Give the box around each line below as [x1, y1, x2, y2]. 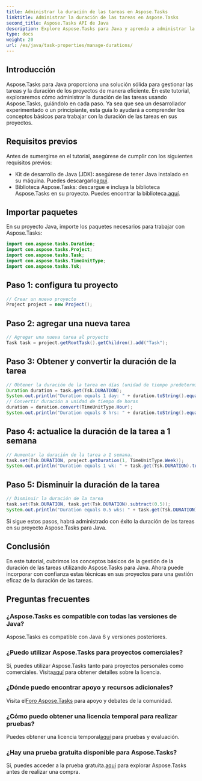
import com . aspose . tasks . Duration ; [6, 241, 96, 247]
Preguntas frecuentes [6, 594, 90, 604]
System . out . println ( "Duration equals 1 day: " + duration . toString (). [6, 393, 187, 399]
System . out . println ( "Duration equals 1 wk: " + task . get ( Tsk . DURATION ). [6, 463, 192, 469]
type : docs [6, 31, 34, 37]
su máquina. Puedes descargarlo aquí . [14, 177, 109, 184]
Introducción [6, 64, 56, 75]
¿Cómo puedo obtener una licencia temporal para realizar [6, 712, 178, 720]
